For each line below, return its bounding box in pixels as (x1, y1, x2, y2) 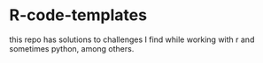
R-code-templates (9, 5, 148, 25)
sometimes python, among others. (9, 43, 135, 53)
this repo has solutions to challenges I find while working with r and (9, 34, 255, 45)
